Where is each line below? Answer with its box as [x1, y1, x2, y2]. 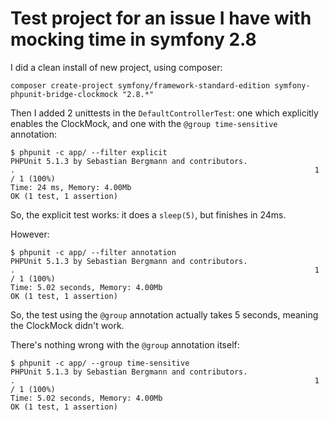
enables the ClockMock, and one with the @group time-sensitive [10, 117, 278, 129]
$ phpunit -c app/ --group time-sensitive [10, 358, 190, 368]
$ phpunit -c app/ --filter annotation [10, 247, 177, 257]
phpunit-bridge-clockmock [10, 89, 118, 99]
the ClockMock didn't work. [10, 319, 125, 331]
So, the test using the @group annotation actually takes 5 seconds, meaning [10, 308, 319, 321]
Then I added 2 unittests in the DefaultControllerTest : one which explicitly [10, 107, 319, 119]
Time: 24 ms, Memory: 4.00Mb [10, 182, 132, 192]
